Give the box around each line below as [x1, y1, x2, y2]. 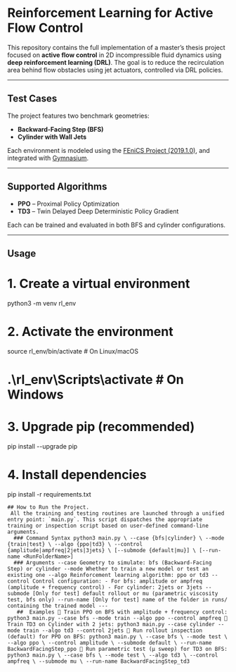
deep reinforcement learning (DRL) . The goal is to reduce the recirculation [7, 58, 225, 66]
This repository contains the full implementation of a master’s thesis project [7, 43, 226, 51]
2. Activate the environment [7, 324, 173, 340]
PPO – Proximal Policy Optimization [17, 199, 119, 208]
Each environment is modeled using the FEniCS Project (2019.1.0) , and [7, 146, 211, 154]
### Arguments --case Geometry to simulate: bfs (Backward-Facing [13, 559, 212, 566]
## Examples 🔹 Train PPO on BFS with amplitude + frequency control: [16, 608, 228, 616]
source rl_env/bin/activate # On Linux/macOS [7, 347, 139, 355]
